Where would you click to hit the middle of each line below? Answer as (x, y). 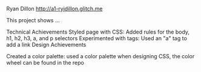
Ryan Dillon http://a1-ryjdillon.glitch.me (54, 9)
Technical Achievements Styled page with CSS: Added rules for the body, (98, 32)
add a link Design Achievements (46, 45)
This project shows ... (33, 20)
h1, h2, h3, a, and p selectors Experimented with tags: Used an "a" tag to (97, 38)
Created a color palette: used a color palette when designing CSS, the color (100, 56)
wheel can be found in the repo (45, 63)
